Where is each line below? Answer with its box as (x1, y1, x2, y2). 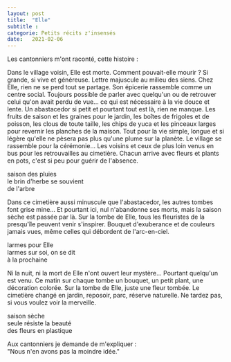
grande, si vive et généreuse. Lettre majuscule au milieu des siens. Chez (7, 75, 214, 84)
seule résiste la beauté (7, 319, 72, 327)
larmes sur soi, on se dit (7, 248, 76, 257)
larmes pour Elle (7, 241, 54, 249)
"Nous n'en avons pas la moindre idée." (7, 347, 120, 356)
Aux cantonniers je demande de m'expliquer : (7, 340, 137, 348)
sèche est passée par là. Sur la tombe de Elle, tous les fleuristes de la (7, 212, 205, 221)
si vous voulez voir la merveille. (7, 298, 97, 307)
